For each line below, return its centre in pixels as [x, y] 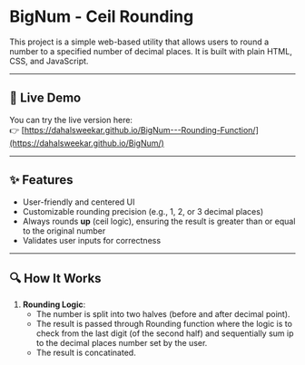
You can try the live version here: [71, 120]
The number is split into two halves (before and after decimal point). [163, 314]
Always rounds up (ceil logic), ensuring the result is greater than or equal [159, 221]
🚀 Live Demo [45, 98]
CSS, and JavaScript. [49, 61]
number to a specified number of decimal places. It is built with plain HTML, [151, 51]
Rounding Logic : [54, 304]
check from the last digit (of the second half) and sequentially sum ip [165, 333]
